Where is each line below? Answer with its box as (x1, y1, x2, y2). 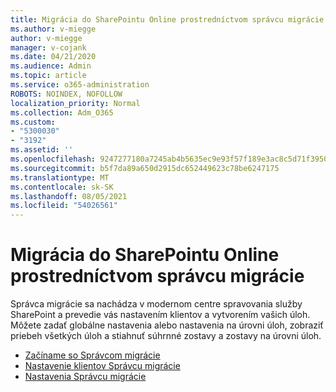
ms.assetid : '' (10, 145, 74, 155)
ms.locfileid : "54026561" (10, 201, 118, 211)
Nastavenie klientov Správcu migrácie (24, 360, 181, 372)
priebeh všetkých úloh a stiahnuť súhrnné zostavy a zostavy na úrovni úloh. (10, 330, 322, 342)
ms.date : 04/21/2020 (10, 52, 97, 62)
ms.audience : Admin (10, 61, 92, 71)
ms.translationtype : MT (10, 172, 110, 183)
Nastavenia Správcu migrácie (24, 371, 147, 383)
